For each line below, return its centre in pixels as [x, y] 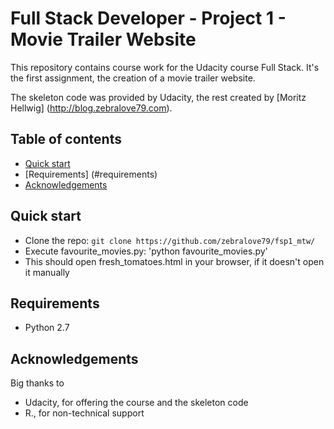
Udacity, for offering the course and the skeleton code [136, 403]
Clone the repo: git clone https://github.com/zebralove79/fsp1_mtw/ [170, 240]
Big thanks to [37, 383]
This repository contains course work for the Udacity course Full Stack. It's [165, 67]
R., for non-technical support [84, 413]
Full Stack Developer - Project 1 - [148, 18]
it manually [47, 272]
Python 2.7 [47, 328]
